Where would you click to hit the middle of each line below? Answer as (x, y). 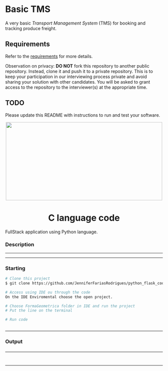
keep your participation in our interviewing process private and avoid (76, 77)
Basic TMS (28, 9)
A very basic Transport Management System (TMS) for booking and (75, 23)
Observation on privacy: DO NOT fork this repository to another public (77, 66)
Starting (15, 268)
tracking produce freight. (31, 28)
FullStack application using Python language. (51, 232)
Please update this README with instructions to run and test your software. (83, 115)
